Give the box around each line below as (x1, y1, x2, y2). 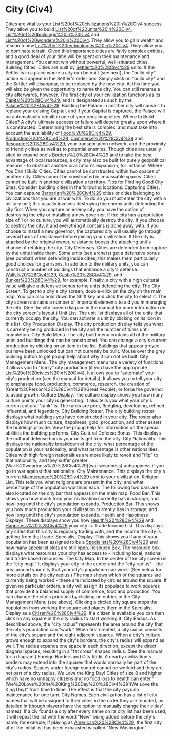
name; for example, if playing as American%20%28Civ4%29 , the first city (5, 719, 162, 725)
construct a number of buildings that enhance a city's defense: (5, 266, 139, 272)
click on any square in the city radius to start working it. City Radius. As (5, 615, 156, 621)
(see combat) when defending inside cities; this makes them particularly (5, 255, 158, 261)
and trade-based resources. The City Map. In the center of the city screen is (5, 555, 167, 561)
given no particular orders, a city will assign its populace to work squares (5, 582, 160, 589)
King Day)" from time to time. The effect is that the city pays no (5, 686, 140, 692)
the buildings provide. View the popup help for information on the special (5, 424, 160, 430)
